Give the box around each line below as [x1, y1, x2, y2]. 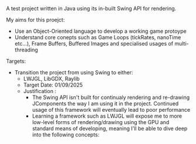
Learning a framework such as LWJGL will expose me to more [32, 112, 183, 119]
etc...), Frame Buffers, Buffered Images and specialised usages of [14, 40, 174, 47]
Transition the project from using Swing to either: [14, 69, 133, 76]
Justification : [23, 88, 57, 94]
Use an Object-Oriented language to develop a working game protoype [14, 28, 187, 35]
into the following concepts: [32, 131, 100, 138]
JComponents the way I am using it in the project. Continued [32, 100, 179, 107]
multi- [174, 40, 189, 47]
